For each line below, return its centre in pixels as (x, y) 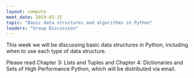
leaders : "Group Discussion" (42, 28)
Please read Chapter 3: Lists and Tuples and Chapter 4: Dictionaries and (95, 63)
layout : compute (26, 12)
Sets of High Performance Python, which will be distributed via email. (91, 69)
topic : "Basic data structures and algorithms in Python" (79, 22)
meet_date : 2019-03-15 (34, 17)
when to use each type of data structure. (56, 51)
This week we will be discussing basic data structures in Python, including (97, 45)
